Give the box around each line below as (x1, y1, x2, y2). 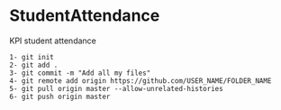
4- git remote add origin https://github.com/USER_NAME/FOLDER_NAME (9, 76, 272, 86)
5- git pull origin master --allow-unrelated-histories (9, 84, 223, 93)
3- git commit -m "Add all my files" (9, 69, 151, 78)
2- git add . (9, 60, 59, 69)
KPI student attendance (9, 35, 96, 46)
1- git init (9, 52, 54, 61)
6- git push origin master (9, 92, 111, 101)
